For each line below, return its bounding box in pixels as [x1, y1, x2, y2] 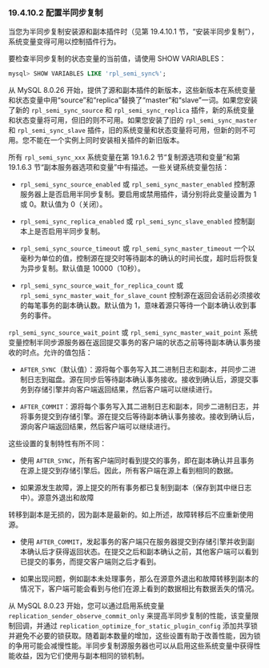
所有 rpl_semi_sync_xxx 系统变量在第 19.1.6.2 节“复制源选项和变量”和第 [8, 152, 240, 162]
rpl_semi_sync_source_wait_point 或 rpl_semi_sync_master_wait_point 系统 [8, 328, 258, 337]
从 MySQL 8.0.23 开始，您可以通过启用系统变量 [8, 601, 165, 610]
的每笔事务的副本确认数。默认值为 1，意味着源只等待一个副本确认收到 [19, 300, 250, 310]
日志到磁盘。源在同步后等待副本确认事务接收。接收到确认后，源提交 [26, 375, 252, 384]
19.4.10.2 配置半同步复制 [8, 6, 103, 18]
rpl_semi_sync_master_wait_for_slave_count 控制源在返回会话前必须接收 [19, 291, 261, 300]
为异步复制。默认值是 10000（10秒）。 [19, 264, 146, 273]
